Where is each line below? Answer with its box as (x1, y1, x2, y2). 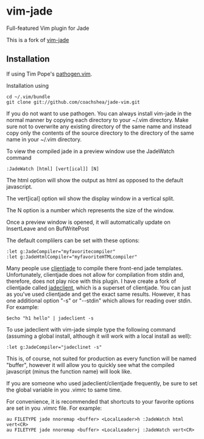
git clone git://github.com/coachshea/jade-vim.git (6, 99, 140, 105)
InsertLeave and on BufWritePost (6, 224, 90, 232)
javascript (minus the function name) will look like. (6, 368, 132, 375)
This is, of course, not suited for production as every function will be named (6, 355, 197, 362)
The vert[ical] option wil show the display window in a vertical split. (6, 195, 175, 202)
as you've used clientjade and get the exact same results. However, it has (6, 290, 191, 298)
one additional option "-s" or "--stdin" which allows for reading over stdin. (6, 297, 192, 304)
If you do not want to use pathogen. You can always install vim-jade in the (6, 110, 192, 117)
